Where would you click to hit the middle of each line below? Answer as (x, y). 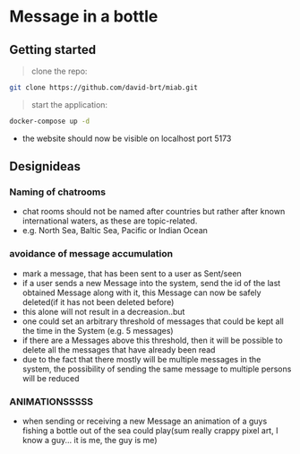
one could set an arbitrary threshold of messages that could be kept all (153, 321)
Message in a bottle (84, 17)
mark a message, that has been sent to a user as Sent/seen (132, 273)
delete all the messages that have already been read (119, 349)
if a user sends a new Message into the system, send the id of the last (151, 283)
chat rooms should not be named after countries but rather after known (154, 212)
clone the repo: (59, 71)
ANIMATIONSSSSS (51, 401)
